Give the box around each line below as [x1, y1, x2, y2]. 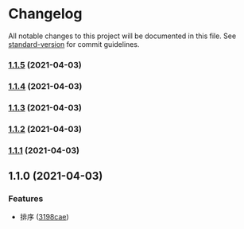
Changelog [8, 5, 83, 23]
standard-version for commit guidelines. [8, 39, 140, 49]
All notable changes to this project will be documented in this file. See [8, 31, 237, 41]
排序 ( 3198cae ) [19, 212, 69, 222]
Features [8, 192, 44, 204]
